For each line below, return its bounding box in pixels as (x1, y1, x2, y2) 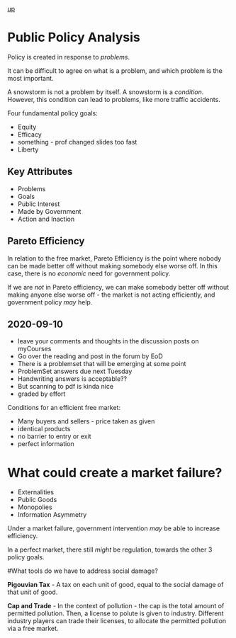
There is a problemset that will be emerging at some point (17, 360, 186, 368)
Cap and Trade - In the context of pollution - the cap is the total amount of (7, 602, 225, 610)
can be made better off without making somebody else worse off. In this (7, 261, 218, 270)
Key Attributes (7, 166, 73, 178)
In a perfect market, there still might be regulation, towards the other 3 (7, 545, 213, 554)
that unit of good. (7, 588, 58, 596)
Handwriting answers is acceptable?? (17, 375, 128, 383)
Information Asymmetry (17, 511, 87, 519)
